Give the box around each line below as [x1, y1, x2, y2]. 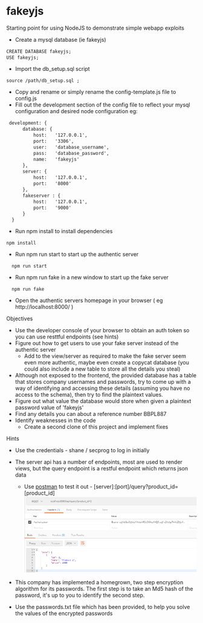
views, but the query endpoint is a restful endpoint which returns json [14, 464, 188, 472]
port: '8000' [33, 180, 71, 186]
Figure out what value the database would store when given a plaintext [14, 397, 192, 404]
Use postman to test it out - [24, 483, 92, 490]
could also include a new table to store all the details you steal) [24, 365, 181, 372]
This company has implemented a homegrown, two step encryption [14, 579, 184, 586]
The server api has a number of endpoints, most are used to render [14, 458, 183, 466]
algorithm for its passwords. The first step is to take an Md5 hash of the [14, 585, 193, 593]
